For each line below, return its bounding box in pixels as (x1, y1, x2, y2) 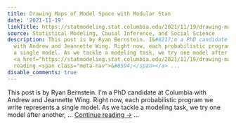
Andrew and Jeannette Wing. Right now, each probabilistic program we (7, 95, 214, 104)
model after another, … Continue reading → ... (7, 110, 139, 119)
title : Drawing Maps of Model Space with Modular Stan (7, 10, 171, 17)
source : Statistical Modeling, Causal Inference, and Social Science (7, 29, 216, 37)
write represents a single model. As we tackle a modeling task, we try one (7, 103, 221, 111)
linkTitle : (7, 23, 39, 30)
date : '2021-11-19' (7, 17, 65, 24)
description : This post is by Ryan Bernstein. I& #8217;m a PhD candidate (7, 36, 228, 43)
